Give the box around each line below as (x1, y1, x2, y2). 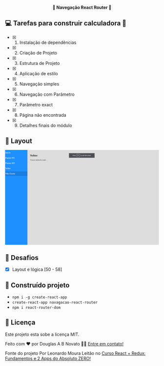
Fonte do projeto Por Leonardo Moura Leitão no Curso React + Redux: (5, 350, 146, 356)
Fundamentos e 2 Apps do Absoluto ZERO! (5, 355, 91, 361)
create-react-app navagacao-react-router (12, 300, 98, 305)
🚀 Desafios (5, 253, 39, 262)
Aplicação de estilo (19, 71, 58, 77)
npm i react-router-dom (12, 305, 61, 310)
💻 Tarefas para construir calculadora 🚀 (5, 19, 127, 27)
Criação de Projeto (19, 50, 58, 56)
